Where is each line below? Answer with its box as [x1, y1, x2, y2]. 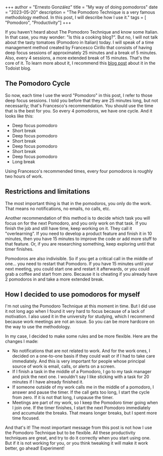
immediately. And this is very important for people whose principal [12, 358, 145, 364]
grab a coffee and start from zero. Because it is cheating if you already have [5, 271, 158, 277]
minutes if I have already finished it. [12, 379, 84, 385]
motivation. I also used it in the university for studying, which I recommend [5, 314, 155, 320]
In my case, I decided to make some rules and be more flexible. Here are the [5, 333, 158, 339]
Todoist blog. [5, 65, 32, 71]
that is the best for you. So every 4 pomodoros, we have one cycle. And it [5, 108, 152, 114]
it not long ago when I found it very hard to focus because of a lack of [5, 308, 145, 314]
